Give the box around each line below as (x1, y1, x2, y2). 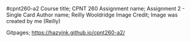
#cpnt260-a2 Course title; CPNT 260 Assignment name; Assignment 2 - (6, 5, 185, 12)
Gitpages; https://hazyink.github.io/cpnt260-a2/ (6, 29, 125, 36)
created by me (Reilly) (6, 18, 61, 24)
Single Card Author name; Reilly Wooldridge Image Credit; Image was (6, 11, 178, 18)
